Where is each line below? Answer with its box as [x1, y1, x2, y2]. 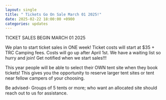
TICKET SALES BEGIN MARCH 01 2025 [5, 35, 86, 41]
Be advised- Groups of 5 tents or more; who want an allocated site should [5, 85, 157, 91]
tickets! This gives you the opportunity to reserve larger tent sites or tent [5, 70, 154, 76]
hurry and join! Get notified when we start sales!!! [5, 55, 106, 61]
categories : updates [5, 21, 48, 26]
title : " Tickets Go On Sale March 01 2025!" [5, 12, 101, 17]
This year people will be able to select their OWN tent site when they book [5, 65, 158, 71]
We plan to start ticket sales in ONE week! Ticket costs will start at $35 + [5, 44, 155, 50]
